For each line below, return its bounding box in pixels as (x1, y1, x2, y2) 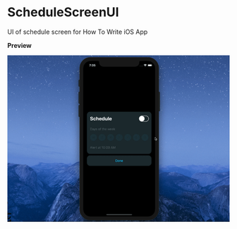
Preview (7, 41, 32, 49)
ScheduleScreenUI (7, 4, 119, 20)
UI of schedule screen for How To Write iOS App (7, 27, 148, 36)
